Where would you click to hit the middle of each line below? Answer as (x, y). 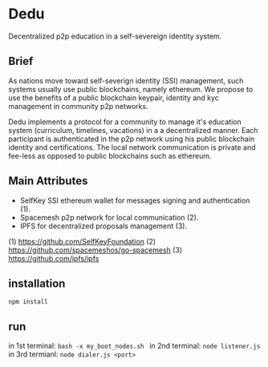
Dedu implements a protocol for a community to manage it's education (125, 122)
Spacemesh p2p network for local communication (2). (109, 217)
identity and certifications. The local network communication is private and (132, 147)
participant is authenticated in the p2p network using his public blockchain (132, 139)
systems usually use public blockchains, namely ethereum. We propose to (131, 89)
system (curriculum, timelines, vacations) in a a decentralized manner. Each (133, 130)
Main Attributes (48, 181)
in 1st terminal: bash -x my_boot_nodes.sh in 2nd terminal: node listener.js (134, 346)
